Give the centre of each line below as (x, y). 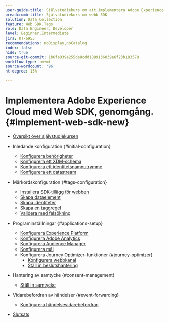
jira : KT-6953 (20, 39)
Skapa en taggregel (41, 208)
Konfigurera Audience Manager (53, 243)
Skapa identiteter (38, 202)
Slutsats (21, 314)
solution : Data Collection (34, 19)
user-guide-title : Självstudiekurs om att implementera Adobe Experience (85, 10)
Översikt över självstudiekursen (45, 136)
